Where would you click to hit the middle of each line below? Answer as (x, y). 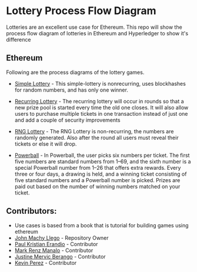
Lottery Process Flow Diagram (81, 11)
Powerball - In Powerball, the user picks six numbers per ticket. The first (102, 155)
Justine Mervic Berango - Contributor (60, 256)
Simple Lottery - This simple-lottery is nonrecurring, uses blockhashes (100, 83)
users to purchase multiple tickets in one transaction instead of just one (101, 113)
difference (19, 39)
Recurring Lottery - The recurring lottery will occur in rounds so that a (99, 101)
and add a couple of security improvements (67, 120)
